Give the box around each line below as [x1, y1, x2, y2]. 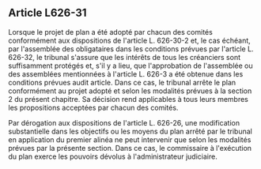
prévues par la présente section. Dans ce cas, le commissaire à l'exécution [8, 143, 252, 152]
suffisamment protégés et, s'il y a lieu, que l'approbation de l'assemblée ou [8, 61, 253, 70]
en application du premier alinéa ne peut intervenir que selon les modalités [8, 134, 252, 145]
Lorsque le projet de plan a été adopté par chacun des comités [8, 27, 214, 36]
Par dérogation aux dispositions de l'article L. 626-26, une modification [8, 118, 240, 127]
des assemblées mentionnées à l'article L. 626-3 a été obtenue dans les [8, 69, 244, 78]
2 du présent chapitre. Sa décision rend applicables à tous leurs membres [8, 94, 249, 103]
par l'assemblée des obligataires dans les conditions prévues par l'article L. [8, 43, 255, 54]
